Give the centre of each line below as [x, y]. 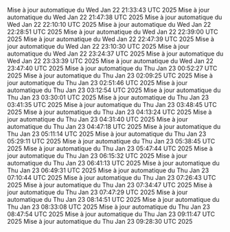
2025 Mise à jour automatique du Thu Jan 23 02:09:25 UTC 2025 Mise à [110, 76]
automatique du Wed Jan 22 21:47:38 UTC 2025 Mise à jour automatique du [115, 17]
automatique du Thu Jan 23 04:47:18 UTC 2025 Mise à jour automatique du [114, 127]
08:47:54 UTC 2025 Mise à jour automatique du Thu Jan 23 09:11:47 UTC [111, 214]
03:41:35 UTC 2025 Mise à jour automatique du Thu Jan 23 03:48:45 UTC [112, 105]
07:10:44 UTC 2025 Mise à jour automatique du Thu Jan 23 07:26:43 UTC [112, 177]
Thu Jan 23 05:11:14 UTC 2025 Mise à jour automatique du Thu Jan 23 [107, 134]
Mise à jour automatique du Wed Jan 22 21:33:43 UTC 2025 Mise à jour [108, 10]
